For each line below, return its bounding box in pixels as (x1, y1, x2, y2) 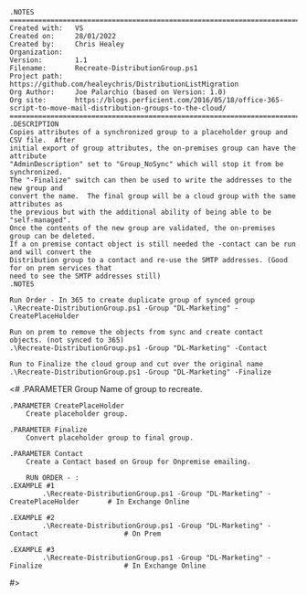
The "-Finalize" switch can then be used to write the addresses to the (9, 175, 292, 185)
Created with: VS (9, 24, 84, 33)
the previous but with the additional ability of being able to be (9, 207, 272, 217)
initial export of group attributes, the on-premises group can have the (9, 143, 297, 153)
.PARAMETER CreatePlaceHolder (9, 401, 125, 410)
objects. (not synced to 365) (9, 335, 125, 345)
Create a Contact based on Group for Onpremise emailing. (26, 457, 251, 466)
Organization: (9, 48, 64, 57)
